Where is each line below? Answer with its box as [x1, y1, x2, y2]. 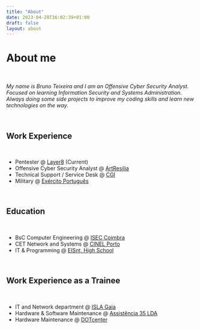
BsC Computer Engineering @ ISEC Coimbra [14, 234, 125, 241]
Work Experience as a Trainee [6, 276, 121, 286]
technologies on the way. [6, 102, 68, 109]
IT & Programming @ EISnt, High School [14, 246, 114, 253]
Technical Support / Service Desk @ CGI [14, 171, 116, 178]
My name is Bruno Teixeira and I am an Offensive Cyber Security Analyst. [6, 83, 189, 90]
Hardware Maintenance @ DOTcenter [14, 316, 108, 323]
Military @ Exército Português [14, 177, 89, 185]
